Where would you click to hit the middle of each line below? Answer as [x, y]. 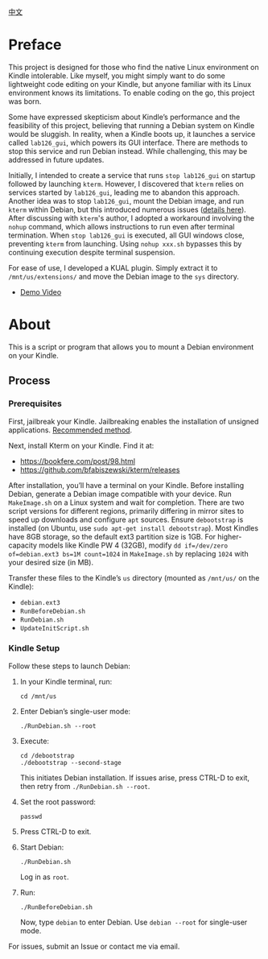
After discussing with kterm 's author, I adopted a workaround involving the [132, 218]
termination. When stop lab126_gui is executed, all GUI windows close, [126, 235]
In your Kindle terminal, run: [66, 681]
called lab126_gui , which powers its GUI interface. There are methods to [128, 143]
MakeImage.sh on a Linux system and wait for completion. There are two [126, 502]
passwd [31, 816]
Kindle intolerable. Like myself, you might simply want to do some [117, 76]
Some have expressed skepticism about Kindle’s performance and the [124, 117]
